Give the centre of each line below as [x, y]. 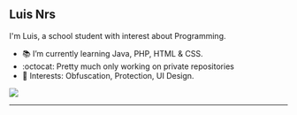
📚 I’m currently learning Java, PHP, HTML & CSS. [112, 53]
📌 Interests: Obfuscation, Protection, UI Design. [108, 75]
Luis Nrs [32, 15]
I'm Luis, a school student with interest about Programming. [118, 35]
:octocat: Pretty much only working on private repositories [128, 66]
